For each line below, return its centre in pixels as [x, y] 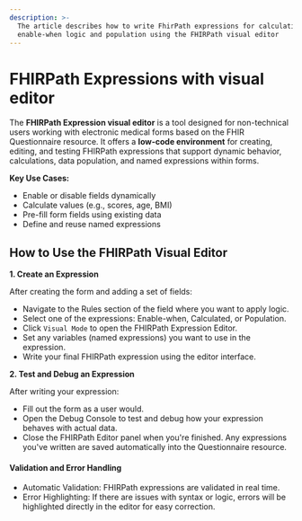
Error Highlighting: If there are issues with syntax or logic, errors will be [154, 497]
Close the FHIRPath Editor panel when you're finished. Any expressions [155, 437]
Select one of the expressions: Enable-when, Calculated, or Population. [154, 319]
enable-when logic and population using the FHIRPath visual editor [148, 34]
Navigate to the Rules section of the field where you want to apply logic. [155, 309]
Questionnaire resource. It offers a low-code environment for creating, [141, 142]
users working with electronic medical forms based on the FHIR [127, 132]
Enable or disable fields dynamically [89, 196]
